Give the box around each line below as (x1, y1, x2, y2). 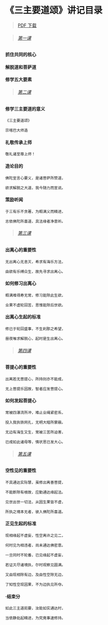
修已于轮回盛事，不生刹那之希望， (5, 326, 66, 331)
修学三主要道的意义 (5, 106, 45, 112)
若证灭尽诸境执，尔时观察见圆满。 (5, 562, 66, 567)
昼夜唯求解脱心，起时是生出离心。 (5, 336, 66, 341)
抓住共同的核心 (5, 52, 36, 58)
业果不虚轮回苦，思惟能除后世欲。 (5, 302, 66, 307)
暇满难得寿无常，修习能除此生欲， (5, 293, 66, 298)
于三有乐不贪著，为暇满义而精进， (5, 209, 66, 214)
